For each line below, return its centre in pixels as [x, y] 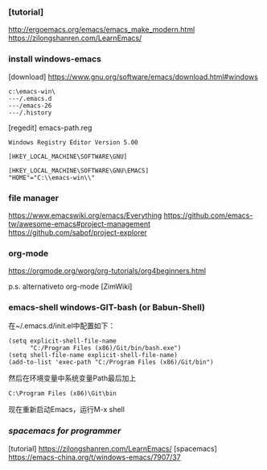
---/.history [30, 112]
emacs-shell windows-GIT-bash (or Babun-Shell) [107, 307]
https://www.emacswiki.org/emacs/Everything [85, 215]
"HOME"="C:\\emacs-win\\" [51, 177]
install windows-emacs [55, 59]
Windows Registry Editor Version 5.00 [73, 142]
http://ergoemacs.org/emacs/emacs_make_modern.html [102, 30]
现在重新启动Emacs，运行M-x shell [66, 410]
